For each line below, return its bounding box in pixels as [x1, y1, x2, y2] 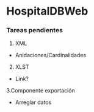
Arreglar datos [15, 99, 52, 106]
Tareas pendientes [6, 26, 63, 35]
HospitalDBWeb [6, 4, 89, 18]
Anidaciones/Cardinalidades [15, 52, 87, 59]
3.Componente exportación [6, 87, 75, 94]
